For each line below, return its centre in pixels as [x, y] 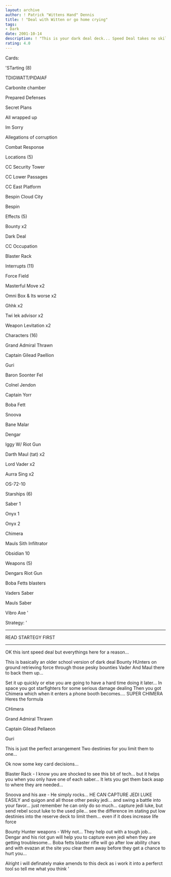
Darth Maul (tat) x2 [25, 454]
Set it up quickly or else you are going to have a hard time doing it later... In [84, 683]
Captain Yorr [19, 395]
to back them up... [24, 672]
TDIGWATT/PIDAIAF [26, 78]
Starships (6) [19, 493]
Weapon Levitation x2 [28, 325]
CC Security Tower [25, 167]
